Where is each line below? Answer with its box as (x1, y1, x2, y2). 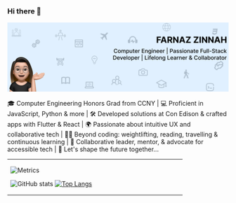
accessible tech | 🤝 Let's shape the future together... (7, 145, 159, 153)
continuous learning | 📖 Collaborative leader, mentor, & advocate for (7, 137, 204, 146)
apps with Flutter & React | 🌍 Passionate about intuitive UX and (7, 120, 191, 128)
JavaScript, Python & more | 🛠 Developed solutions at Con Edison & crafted (7, 109, 227, 118)
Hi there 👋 (7, 6, 42, 16)
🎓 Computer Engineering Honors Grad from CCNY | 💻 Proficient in (7, 99, 204, 107)
